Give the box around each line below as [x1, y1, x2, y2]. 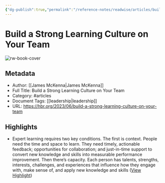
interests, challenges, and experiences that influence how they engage [12, 162, 156, 168]
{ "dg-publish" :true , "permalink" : [5, 7, 74, 12]
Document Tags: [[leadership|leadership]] [12, 98, 97, 104]
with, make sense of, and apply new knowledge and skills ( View [12, 167, 141, 173]
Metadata [5, 69, 35, 78]
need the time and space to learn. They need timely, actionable [12, 141, 140, 147]
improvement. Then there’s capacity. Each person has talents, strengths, [12, 157, 159, 163]
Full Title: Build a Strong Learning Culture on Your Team [12, 88, 125, 93]
